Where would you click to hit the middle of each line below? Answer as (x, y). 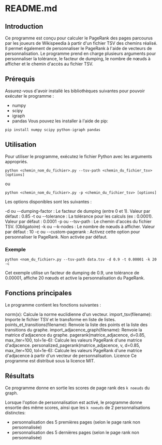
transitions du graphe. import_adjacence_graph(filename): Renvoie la (74, 330)
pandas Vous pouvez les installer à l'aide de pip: (60, 121)
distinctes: (15, 412)
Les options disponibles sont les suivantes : (48, 202)
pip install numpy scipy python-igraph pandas (53, 130)
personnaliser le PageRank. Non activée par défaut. (56, 237)
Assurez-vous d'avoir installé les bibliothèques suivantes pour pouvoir (75, 91)
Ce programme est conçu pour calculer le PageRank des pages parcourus (79, 38)
